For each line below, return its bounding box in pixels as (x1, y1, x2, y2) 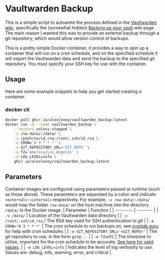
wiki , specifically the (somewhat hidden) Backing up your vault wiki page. (5, 24, 155, 30)
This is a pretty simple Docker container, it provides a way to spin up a (5, 45, 149, 51)
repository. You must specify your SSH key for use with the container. (5, 61, 147, 67)
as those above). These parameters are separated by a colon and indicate (5, 191, 156, 197)
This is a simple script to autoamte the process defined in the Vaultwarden (5, 19, 157, 25)
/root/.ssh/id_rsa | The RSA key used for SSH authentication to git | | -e (5, 217, 155, 224)
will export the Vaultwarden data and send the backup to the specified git (5, 55, 155, 61)
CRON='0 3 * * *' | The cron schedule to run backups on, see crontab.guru (5, 223, 159, 229)
